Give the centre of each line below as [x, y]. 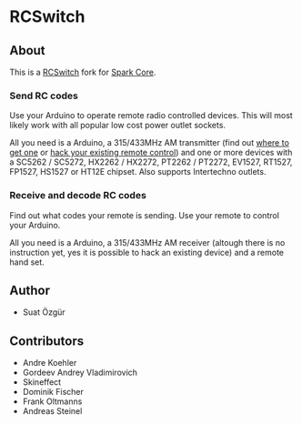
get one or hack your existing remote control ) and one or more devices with [151, 153]
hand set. [27, 262]
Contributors [47, 341]
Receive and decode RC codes [78, 196]
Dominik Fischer [53, 392]
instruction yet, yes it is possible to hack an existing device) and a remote [147, 252]
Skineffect [42, 382]
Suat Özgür [44, 312]
